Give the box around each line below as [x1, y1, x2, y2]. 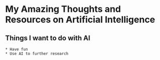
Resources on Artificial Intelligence [5, 14, 155, 25]
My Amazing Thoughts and [5, 3, 121, 15]
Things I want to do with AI [5, 34, 91, 42]
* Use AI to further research [5, 51, 69, 56]
